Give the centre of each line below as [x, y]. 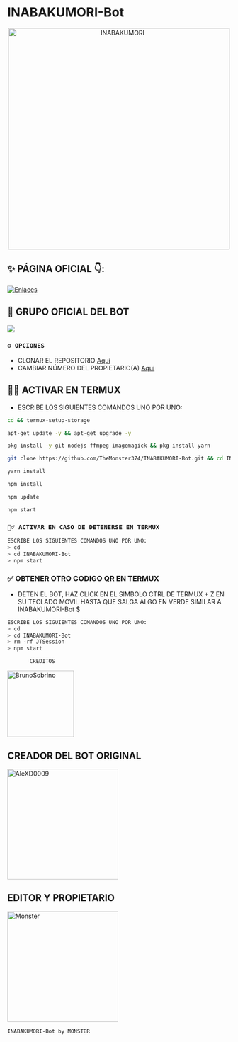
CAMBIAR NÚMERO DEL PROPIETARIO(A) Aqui [86, 368]
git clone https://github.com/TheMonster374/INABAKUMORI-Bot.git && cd [115, 459]
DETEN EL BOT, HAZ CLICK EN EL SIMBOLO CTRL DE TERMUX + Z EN [121, 594]
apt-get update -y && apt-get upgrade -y [69, 433]
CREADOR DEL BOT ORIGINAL [74, 755]
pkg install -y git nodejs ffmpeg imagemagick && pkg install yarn [109, 446]
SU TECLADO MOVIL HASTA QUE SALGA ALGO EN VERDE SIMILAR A [119, 601]
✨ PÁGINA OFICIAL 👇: [56, 269]
